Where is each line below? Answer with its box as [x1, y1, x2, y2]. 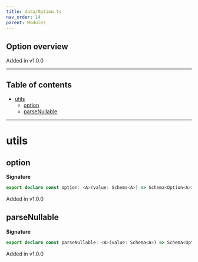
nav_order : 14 [6, 14, 41, 20]
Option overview [6, 41, 69, 51]
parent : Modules [6, 19, 46, 25]
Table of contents [6, 80, 72, 90]
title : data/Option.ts [6, 8, 62, 15]
